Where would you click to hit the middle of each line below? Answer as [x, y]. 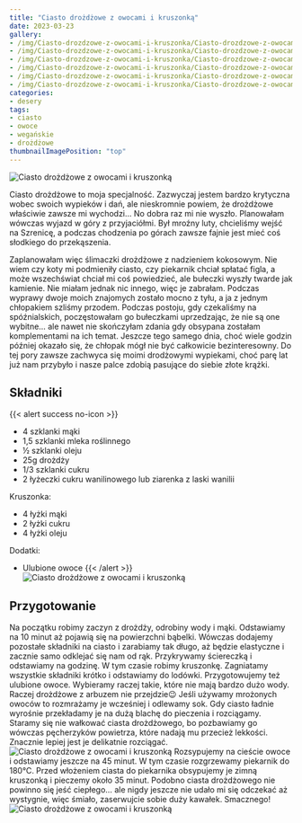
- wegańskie [31, 135]
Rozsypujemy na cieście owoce [232, 752]
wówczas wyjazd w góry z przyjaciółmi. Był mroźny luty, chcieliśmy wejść [146, 223]
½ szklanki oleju [52, 451]
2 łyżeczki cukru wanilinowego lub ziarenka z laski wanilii [129, 479]
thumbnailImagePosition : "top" [68, 151]
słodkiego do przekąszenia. [60, 242]
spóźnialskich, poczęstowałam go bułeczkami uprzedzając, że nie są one [145, 316]
